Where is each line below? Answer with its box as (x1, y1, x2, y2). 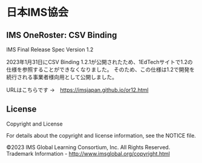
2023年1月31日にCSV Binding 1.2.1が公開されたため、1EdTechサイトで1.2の (6, 59, 194, 65)
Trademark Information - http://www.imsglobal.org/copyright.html (6, 150, 171, 157)
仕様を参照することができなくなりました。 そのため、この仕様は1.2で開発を (6, 66, 195, 73)
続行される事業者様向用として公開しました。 (6, 74, 118, 80)
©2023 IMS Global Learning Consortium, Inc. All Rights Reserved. (6, 143, 171, 151)
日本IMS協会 (6, 5, 69, 19)
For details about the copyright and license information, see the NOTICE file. (6, 132, 197, 139)
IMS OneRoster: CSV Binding (6, 30, 117, 40)
